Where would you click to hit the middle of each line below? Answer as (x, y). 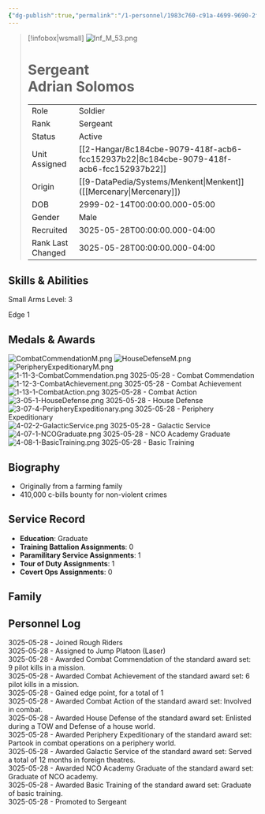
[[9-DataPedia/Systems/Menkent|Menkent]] (161, 181)
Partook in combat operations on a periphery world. (92, 743)
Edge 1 (19, 315)
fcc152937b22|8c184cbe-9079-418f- (155, 159)
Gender (45, 217)
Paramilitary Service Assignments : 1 (80, 555)
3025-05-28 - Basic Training (148, 442)
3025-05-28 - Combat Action (149, 392)
